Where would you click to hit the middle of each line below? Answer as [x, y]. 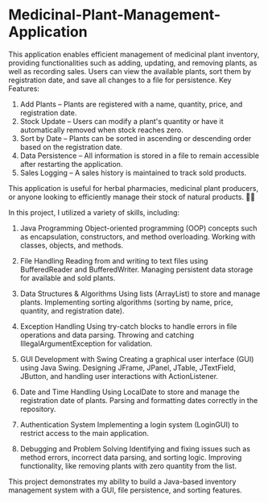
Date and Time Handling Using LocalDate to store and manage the [130, 392]
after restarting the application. [71, 164]
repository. [38, 409]
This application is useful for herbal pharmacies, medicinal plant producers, [134, 188]
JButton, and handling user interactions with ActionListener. [119, 376]
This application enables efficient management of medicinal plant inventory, [134, 54]
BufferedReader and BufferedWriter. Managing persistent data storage [136, 269]
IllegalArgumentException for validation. [86, 343]
